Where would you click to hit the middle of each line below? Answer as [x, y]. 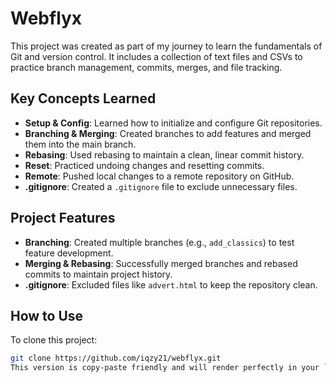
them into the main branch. [80, 144]
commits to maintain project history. [98, 274]
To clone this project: [54, 340]
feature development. [69, 253]
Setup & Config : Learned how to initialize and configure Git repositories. [173, 123]
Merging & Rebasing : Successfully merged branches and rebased [161, 263]
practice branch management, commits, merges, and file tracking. [146, 67]
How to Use [47, 315]
